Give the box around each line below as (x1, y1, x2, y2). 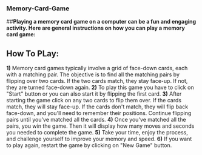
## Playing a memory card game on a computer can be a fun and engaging (6, 18, 197, 25)
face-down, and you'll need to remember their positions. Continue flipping (6, 110, 192, 117)
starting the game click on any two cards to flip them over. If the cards (6, 97, 182, 104)
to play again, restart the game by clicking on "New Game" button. (6, 142, 172, 149)
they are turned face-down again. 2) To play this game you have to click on (6, 84, 194, 91)
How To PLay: (6, 48, 59, 59)
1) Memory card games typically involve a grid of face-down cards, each (6, 65, 188, 72)
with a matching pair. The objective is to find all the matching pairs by (6, 71, 180, 78)
